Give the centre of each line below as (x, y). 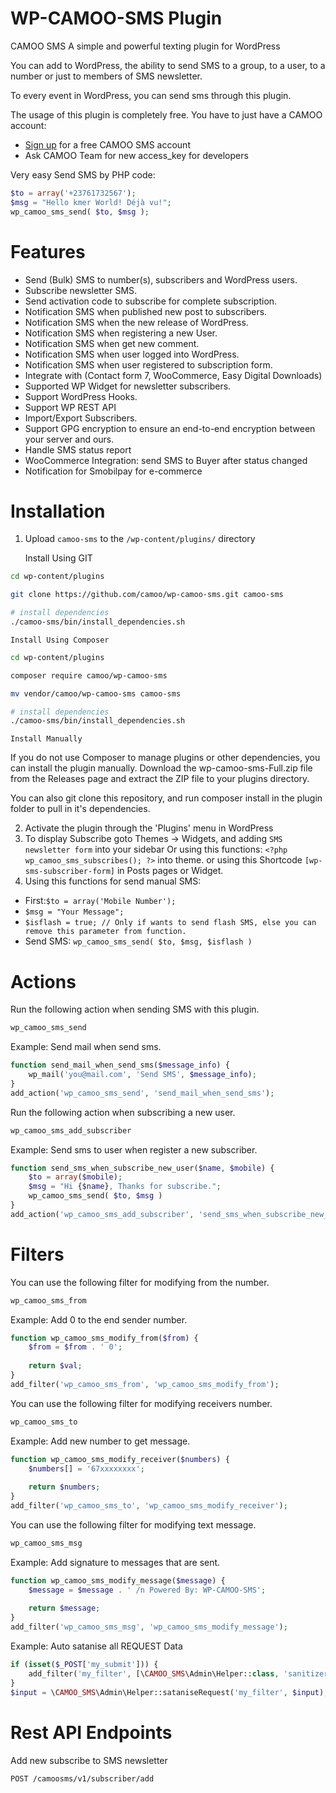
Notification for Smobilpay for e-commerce (113, 471)
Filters (37, 1254)
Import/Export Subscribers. (81, 418)
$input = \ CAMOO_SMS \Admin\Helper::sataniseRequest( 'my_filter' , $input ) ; (169, 1692)
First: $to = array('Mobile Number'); (100, 901)
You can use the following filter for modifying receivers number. (141, 1403)
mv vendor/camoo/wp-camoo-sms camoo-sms (96, 693)
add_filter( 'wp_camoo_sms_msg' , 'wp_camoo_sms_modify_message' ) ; (149, 1627)
